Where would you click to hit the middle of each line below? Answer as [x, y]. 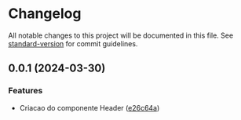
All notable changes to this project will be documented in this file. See [121, 35]
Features [26, 91]
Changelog [45, 14]
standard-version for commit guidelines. [73, 43]
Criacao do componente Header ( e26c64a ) [89, 107]
